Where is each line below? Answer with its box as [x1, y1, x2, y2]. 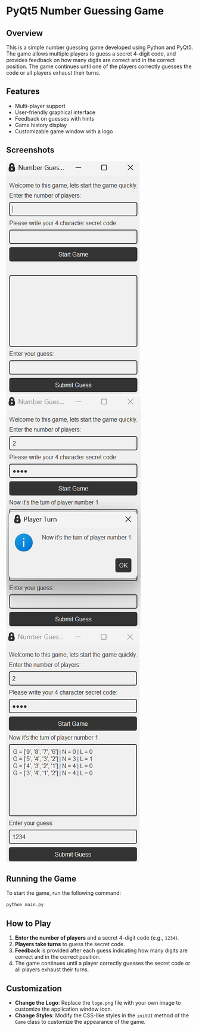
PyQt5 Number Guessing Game [6, 4, 164, 18]
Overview [6, 28, 43, 38]
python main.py [6, 902, 44, 908]
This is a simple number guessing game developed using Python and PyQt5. [6, 44, 194, 51]
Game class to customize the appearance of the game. [14, 1018, 146, 1025]
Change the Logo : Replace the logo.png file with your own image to [14, 999, 181, 1006]
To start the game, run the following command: [6, 889, 122, 897]
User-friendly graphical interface [14, 109, 96, 116]
